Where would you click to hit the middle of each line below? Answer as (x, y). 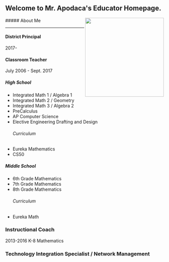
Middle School (21, 166)
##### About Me (23, 20)
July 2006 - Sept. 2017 (29, 71)
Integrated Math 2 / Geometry (43, 100)
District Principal (23, 37)
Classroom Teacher (26, 60)
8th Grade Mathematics (37, 189)
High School (18, 82)
